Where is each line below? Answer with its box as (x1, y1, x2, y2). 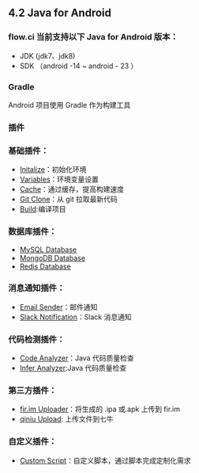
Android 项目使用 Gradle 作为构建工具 (8, 100, 131, 109)
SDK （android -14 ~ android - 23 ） (19, 61, 138, 71)
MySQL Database (19, 245, 77, 254)
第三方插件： (8, 385, 58, 396)
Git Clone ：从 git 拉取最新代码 (19, 194, 118, 204)
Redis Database (19, 261, 71, 271)
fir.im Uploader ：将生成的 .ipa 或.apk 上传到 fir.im (19, 404, 180, 414)
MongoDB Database (19, 253, 85, 262)
